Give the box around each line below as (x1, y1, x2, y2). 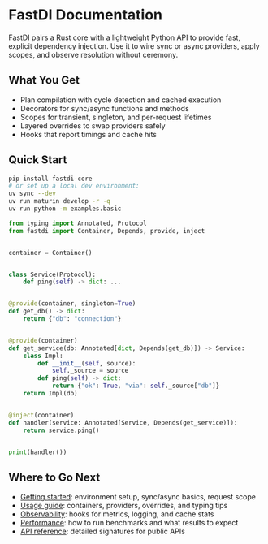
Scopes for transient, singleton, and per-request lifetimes (19, 112, 212, 122)
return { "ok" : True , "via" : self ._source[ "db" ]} (51, 382, 220, 391)
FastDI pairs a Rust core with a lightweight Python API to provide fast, (8, 32, 241, 42)
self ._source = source (51, 367, 129, 375)
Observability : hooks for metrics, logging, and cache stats (19, 509, 214, 519)
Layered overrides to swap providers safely (19, 120, 166, 131)
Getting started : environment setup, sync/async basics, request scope (19, 492, 256, 502)
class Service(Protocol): (8, 270, 96, 278)
